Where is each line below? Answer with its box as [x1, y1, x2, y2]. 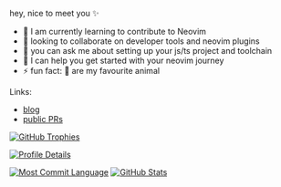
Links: [9, 87, 32, 97]
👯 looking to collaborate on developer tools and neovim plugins [22, 36, 260, 47]
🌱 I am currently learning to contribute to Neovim [22, 26, 207, 36]
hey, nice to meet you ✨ [9, 8, 99, 18]
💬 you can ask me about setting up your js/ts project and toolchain [22, 46, 273, 56]
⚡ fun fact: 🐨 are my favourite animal [22, 66, 161, 76]
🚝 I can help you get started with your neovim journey [22, 55, 224, 66]
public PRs [22, 114, 64, 124]
